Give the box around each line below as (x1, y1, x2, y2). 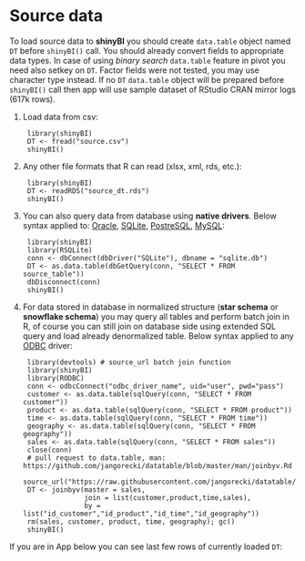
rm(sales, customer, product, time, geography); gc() (26, 516, 236, 526)
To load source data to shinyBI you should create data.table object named (9, 36, 291, 46)
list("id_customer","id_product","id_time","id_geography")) (22, 509, 260, 518)
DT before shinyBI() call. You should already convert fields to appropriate (9, 45, 284, 56)
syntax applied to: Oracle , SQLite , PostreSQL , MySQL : (22, 219, 225, 230)
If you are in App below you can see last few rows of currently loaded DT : (9, 541, 283, 552)
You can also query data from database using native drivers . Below (22, 210, 278, 221)
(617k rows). (9, 93, 56, 105)
